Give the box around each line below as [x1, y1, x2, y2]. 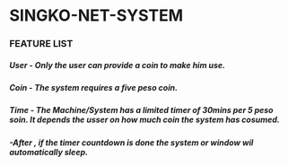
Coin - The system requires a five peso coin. [9, 83, 178, 93]
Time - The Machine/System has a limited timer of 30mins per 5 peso [9, 105, 274, 116]
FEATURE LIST [9, 38, 74, 50]
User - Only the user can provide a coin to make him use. [9, 59, 226, 70]
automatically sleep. [9, 146, 88, 157]
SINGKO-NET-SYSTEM [9, 5, 184, 26]
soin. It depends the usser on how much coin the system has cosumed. [9, 114, 280, 126]
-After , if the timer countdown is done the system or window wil [9, 136, 254, 148]
